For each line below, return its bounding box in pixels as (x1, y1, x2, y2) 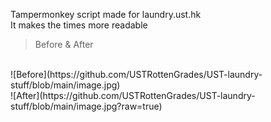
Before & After (34, 39, 94, 50)
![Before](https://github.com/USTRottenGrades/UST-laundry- (10, 69, 263, 80)
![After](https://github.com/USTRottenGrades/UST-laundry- (10, 90, 256, 101)
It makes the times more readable (10, 19, 148, 31)
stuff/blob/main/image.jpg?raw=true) (10, 100, 163, 112)
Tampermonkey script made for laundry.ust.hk (10, 9, 202, 20)
